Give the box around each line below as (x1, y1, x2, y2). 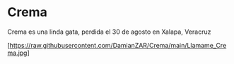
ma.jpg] (7, 49, 30, 57)
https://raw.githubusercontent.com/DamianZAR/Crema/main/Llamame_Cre (9, 41, 227, 49)
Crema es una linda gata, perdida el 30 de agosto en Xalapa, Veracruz (7, 27, 211, 36)
